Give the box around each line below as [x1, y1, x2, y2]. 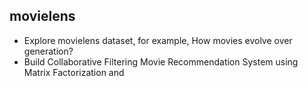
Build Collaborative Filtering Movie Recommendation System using [23, 55, 299, 68]
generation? [23, 45, 74, 57]
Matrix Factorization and [23, 66, 125, 78]
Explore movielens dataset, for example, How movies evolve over [23, 34, 293, 46]
